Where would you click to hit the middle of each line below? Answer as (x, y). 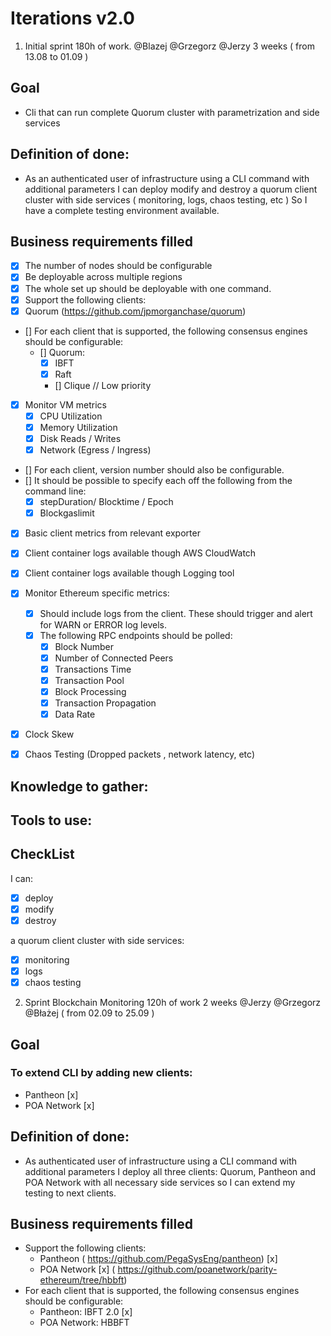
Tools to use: (51, 820)
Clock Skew (49, 734)
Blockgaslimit (67, 513)
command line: (55, 491)
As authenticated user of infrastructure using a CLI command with (161, 1161)
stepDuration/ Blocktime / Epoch (106, 502)
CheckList (42, 854)
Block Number (84, 646)
